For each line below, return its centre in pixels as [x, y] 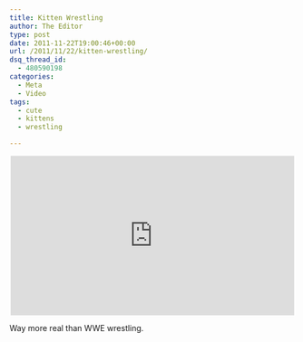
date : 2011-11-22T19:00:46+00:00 [73, 43]
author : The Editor [46, 26]
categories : [32, 77]
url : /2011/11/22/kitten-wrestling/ [78, 52]
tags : [20, 102]
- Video [32, 93]
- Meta [30, 85]
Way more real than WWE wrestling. [77, 328]
